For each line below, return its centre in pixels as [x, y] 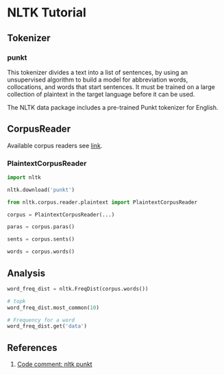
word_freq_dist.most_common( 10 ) [53, 307]
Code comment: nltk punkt [54, 364]
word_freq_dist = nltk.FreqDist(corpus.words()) [78, 289]
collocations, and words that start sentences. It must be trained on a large [111, 86]
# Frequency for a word [41, 320]
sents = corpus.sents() [41, 239]
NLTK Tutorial [47, 13]
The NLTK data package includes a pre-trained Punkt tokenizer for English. [113, 107]
